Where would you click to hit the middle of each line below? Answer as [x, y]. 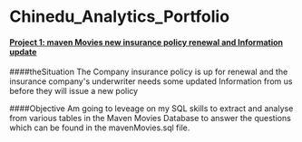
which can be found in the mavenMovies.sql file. [100, 128]
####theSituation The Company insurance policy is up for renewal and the [149, 72]
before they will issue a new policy [74, 91]
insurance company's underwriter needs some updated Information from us [151, 81]
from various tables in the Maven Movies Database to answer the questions [151, 118]
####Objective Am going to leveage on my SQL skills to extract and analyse [151, 109]
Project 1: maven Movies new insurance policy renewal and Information [146, 42]
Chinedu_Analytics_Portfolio [119, 17]
